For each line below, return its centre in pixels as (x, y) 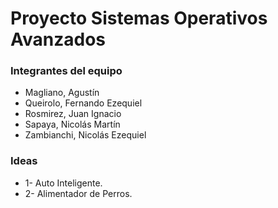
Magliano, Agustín (62, 93)
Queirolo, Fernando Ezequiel (83, 103)
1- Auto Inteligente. (63, 183)
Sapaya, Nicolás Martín (72, 124)
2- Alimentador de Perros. (78, 193)
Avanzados (58, 39)
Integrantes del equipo (66, 71)
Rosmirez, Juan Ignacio (73, 114)
